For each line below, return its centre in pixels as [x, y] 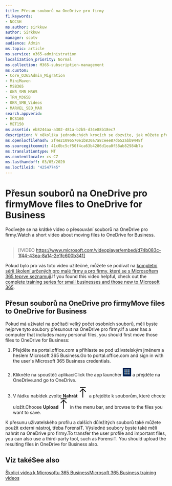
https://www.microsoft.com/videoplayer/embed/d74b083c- [98, 250]
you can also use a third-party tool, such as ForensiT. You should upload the [86, 438]
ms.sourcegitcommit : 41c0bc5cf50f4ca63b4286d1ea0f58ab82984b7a [74, 146]
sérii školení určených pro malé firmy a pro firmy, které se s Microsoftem [82, 271]
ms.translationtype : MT [31, 151]
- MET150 [15, 124]
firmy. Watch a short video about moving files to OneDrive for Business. [80, 235]
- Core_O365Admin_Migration [35, 76]
